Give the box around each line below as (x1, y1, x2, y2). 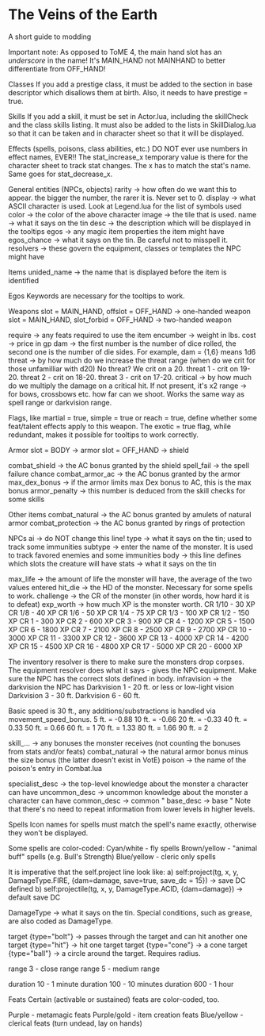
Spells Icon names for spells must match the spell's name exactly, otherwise (8, 819, 257, 829)
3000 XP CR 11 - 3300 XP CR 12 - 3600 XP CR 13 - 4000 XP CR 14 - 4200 (8, 633, 249, 643)
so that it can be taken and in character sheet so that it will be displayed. (8, 129, 244, 138)
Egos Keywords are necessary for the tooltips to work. (8, 291, 186, 301)
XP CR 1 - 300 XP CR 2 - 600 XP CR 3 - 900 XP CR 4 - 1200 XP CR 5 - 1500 (8, 616, 256, 626)
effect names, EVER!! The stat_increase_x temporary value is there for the (8, 152, 248, 162)
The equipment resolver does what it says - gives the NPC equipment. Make (8, 665, 257, 675)
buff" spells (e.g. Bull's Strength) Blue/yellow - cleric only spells (8, 851, 216, 861)
